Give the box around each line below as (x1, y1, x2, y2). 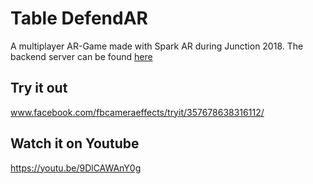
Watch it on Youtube (10, 135, 140, 152)
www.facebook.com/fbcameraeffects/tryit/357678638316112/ (10, 106, 265, 118)
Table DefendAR (10, 7, 148, 30)
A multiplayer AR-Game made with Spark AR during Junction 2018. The (10, 40, 304, 52)
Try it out (10, 80, 68, 97)
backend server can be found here (10, 50, 153, 62)
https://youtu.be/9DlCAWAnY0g (10, 162, 142, 174)
